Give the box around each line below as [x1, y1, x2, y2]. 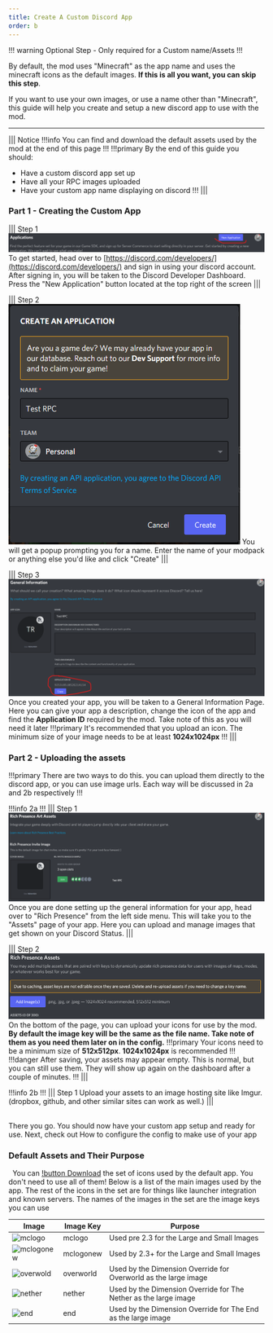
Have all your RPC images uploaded [19, 176, 141, 187]
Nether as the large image [109, 1292, 196, 1303]
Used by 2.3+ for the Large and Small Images [109, 1248, 261, 1258]
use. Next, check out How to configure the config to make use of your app [8, 1129, 258, 1139]
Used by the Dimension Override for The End [109, 1304, 259, 1313]
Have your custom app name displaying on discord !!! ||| [19, 185, 209, 195]
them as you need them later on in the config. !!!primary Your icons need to [8, 1037, 264, 1047]
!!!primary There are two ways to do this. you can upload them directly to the [8, 771, 265, 781]
